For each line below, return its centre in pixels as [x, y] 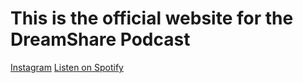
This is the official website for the [152, 18]
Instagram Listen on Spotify [67, 67]
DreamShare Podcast [100, 39]
